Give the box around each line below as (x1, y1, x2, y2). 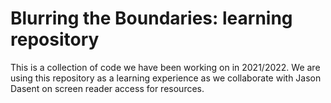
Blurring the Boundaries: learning (10, 7, 293, 30)
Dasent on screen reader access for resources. (10, 82, 205, 94)
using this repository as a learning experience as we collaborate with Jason (10, 72, 322, 84)
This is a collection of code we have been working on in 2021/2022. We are (10, 61, 321, 73)
